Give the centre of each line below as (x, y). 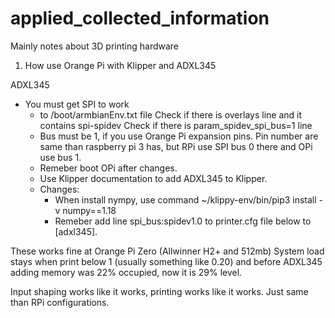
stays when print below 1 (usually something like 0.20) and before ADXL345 (166, 261)
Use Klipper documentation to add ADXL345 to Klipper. (153, 178)
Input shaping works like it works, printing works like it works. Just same (159, 291)
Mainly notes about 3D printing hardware (95, 46)
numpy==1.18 (89, 210)
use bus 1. (60, 157)
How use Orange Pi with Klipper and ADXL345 (120, 65)
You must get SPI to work (77, 104)
